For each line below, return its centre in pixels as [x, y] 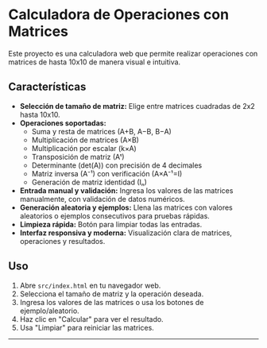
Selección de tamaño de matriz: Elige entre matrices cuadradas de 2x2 [137, 106]
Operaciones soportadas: [63, 123]
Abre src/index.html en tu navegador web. [90, 285]
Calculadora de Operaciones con [118, 15]
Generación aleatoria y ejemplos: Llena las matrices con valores [126, 207]
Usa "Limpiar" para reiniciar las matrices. [87, 327]
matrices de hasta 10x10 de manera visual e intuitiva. [95, 62]
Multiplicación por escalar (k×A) [84, 148]
